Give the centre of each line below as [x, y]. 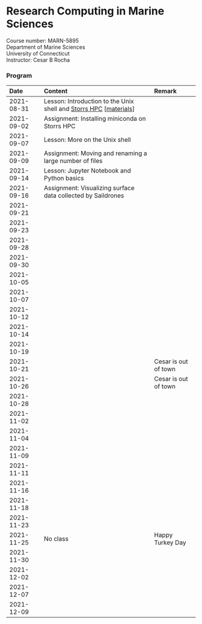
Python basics [64, 178]
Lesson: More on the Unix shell [87, 140]
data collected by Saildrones [84, 196]
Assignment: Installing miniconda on [95, 119]
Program [19, 75]
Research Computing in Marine [85, 11]
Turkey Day [170, 543]
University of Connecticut [38, 53]
